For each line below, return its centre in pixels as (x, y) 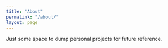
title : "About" (25, 11)
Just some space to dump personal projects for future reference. (84, 39)
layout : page (22, 22)
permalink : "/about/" (32, 17)
